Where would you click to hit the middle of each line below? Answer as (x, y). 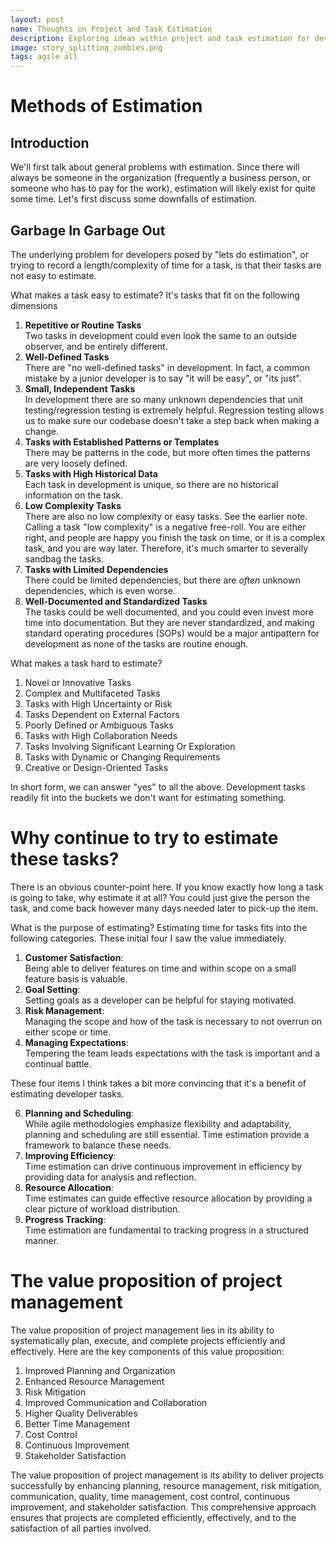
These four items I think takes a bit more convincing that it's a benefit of (158, 1083)
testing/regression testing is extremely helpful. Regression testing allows (174, 410)
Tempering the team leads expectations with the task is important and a (172, 1053)
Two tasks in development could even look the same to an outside (161, 335)
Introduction (50, 142)
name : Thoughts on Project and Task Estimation (111, 29)
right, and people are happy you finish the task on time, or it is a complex (175, 537)
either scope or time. (68, 1032)
